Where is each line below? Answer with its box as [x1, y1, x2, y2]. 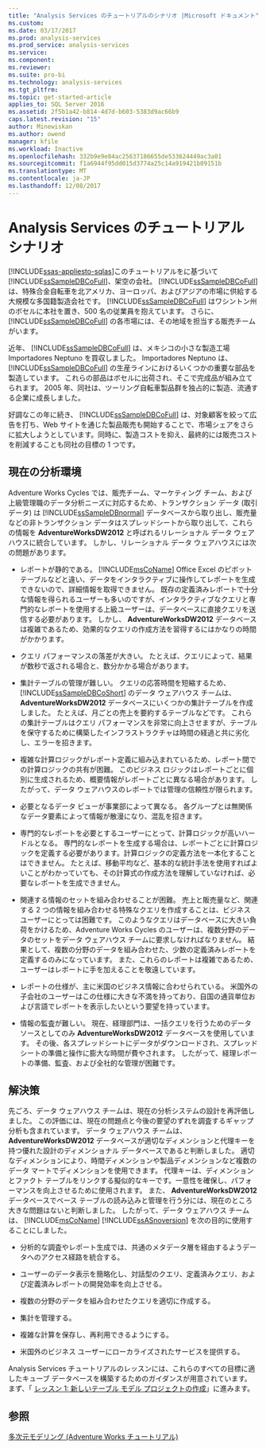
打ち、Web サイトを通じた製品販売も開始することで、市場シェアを [21, 420, 241, 429]
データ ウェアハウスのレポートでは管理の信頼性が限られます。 [54, 784, 257, 794]
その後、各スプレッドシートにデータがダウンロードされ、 [35, 1038, 224, 1048]
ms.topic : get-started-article [8, 93, 112, 101]
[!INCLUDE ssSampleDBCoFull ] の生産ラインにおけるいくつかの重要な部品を [8, 363, 256, 373]
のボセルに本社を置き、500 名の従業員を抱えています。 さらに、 [8, 306, 218, 315]
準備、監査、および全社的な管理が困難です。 [33, 1058, 180, 1068]
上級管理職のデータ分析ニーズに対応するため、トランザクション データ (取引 [8, 498, 258, 507]
